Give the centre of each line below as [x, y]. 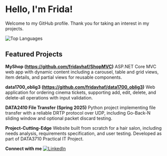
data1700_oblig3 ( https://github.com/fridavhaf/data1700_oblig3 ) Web [80, 87]
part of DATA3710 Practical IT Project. [45, 139]
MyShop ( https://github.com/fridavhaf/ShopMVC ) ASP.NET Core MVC [81, 66]
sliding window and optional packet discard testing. [59, 118]
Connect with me [24, 148]
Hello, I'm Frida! [39, 9]
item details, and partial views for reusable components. [64, 77]
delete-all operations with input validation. [49, 97]
